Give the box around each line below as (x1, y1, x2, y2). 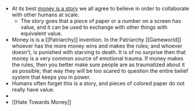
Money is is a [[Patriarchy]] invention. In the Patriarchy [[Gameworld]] (11, 36, 181, 43)
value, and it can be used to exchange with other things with (20, 23, 168, 31)
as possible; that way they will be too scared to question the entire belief (11, 68, 188, 74)
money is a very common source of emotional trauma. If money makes (11, 55, 184, 62)
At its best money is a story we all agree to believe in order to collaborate (11, 5, 190, 12)
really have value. (11, 86, 55, 93)
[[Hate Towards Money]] (11, 99, 72, 105)
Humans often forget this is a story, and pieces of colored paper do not (11, 80, 185, 87)
